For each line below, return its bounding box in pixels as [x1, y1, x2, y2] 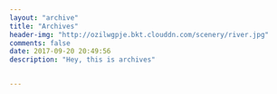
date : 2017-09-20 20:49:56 [9, 47, 111, 56]
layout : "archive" [9, 13, 79, 23]
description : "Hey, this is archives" [9, 55, 156, 64]
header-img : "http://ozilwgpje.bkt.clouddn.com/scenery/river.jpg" [9, 30, 270, 39]
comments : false [9, 38, 71, 48]
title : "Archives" [9, 22, 79, 31]
